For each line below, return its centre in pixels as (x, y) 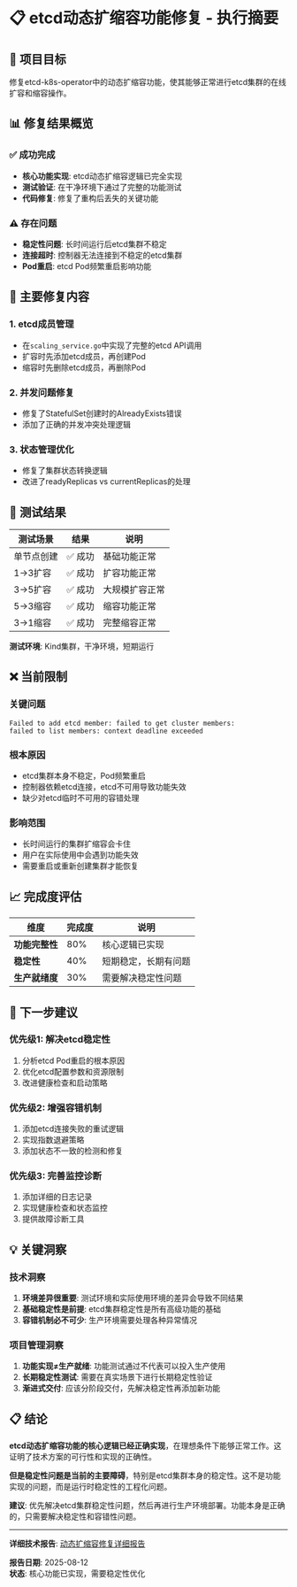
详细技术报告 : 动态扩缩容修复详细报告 (77, 1544)
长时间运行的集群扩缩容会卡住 (76, 844)
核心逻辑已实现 (133, 945)
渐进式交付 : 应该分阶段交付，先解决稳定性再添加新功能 (121, 1388)
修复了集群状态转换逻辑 (65, 471)
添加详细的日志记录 (57, 1197)
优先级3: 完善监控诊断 (56, 1176)
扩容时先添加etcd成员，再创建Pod (84, 356)
